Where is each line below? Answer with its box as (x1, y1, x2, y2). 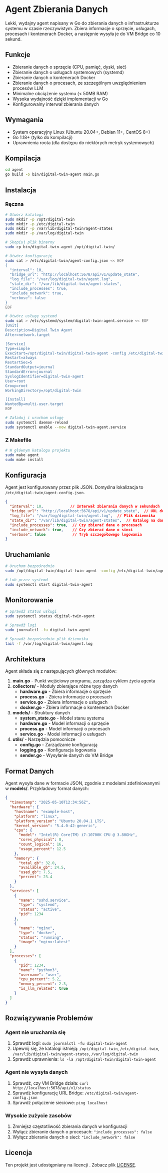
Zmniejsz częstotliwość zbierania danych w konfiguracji (12, 1123, 127, 1129)
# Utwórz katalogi (5, 212, 43, 217)
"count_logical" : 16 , (18, 842, 64, 847)
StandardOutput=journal (5, 364, 55, 370)
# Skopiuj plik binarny (5, 240, 55, 245)
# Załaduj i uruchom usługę (5, 416, 64, 421)
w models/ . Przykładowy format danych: (5, 786, 89, 792)
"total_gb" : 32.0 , (18, 860, 57, 866)
